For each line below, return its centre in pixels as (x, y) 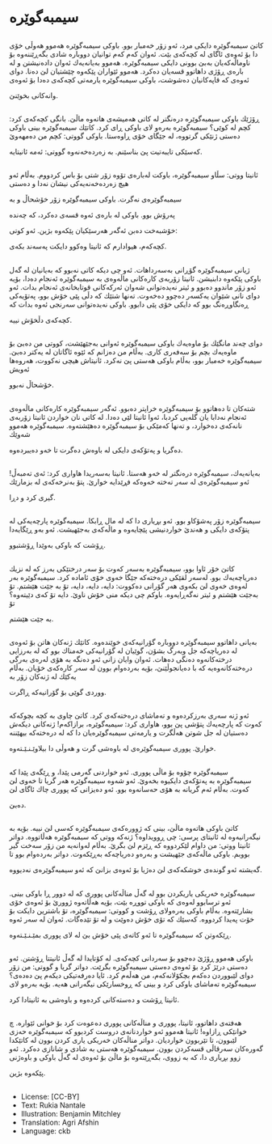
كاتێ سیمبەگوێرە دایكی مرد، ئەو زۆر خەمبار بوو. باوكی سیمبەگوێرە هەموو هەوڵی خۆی (136, 45)
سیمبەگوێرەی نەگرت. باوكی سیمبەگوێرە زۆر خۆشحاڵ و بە (96, 199)
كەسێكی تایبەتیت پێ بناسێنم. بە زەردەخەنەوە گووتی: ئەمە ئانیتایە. (106, 151)
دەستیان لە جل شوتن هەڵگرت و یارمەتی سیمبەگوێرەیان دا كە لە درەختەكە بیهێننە (129, 733)
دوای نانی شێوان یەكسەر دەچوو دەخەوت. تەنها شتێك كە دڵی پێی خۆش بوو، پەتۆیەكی (135, 295)
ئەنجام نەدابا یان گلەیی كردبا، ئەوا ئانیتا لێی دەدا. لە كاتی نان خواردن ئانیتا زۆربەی (128, 417)
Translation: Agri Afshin (60, 1122)
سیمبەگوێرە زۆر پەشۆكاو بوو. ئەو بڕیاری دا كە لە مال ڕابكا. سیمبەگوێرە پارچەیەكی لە (135, 521)
